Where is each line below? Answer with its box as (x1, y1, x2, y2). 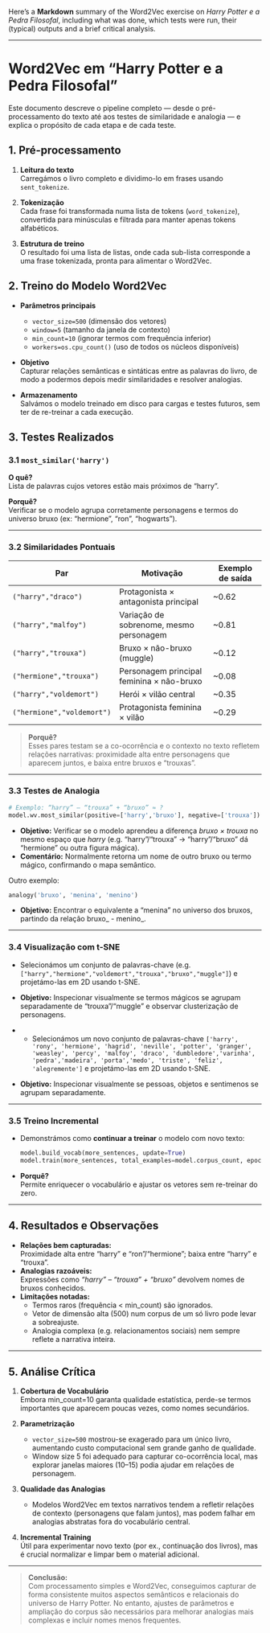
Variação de (119, 609, 165, 620)
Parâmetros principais (19, 301, 96, 310)
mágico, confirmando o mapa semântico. (19, 860, 157, 869)
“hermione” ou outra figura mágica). (19, 843, 140, 852)
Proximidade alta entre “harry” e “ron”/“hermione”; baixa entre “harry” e (19, 1249, 257, 1258)
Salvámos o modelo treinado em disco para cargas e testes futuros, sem (19, 398, 260, 408)
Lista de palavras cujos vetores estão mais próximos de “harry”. (8, 482, 219, 491)
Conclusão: (27, 1573, 68, 1582)
